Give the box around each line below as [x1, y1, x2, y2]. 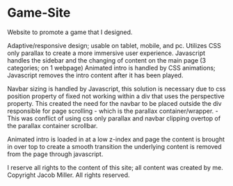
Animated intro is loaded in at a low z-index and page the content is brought [7, 134, 225, 144]
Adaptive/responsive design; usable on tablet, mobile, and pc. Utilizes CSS [7, 41, 221, 49]
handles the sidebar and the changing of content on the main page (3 [7, 56, 207, 64]
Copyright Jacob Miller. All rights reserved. [7, 171, 130, 179]
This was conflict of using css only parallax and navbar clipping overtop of [7, 114, 221, 123]
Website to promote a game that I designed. [7, 28, 133, 36]
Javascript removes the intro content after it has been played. [7, 71, 184, 79]
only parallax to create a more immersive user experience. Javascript [7, 49, 206, 57]
